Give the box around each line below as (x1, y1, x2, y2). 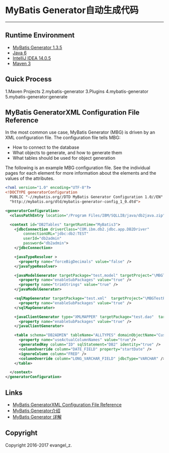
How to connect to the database (12, 144, 79, 151)
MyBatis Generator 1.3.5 (12, 44, 62, 50)
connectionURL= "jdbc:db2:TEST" (23, 232, 89, 237)
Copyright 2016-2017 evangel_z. (5, 442, 72, 448)
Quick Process (5, 75, 52, 83)
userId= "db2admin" (23, 236, 62, 241)
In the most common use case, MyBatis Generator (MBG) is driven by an (5, 129, 155, 136)
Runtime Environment (5, 31, 75, 40)
